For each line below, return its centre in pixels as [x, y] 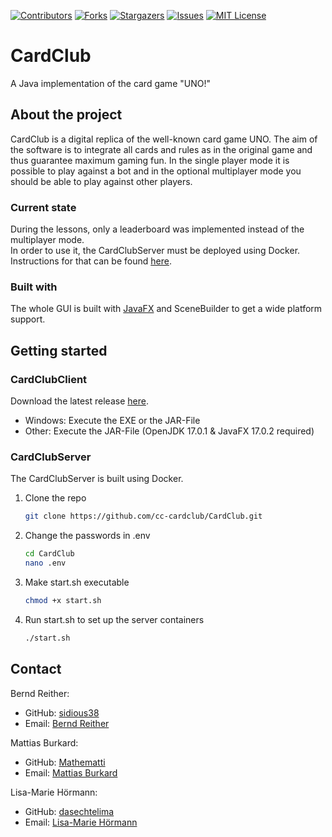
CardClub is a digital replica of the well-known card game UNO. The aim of [164, 139]
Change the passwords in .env [87, 536]
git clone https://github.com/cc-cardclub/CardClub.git [143, 516]
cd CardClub [49, 554]
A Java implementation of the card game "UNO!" [110, 83]
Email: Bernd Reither [67, 723]
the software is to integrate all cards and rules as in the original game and [161, 149]
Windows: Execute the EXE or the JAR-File [112, 421]
